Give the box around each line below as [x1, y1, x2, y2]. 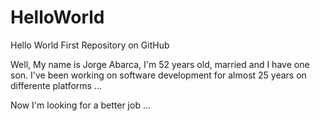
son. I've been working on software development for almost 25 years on [10, 69, 307, 81]
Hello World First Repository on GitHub [10, 39, 170, 51]
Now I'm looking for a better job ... [10, 99, 151, 111]
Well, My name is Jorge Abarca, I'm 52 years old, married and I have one [10, 58, 310, 70]
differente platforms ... [10, 79, 102, 91]
